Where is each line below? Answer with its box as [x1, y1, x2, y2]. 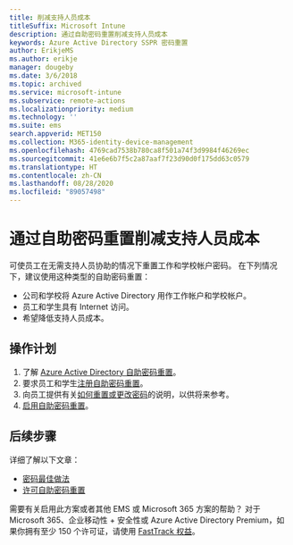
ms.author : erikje [9, 54, 78, 63]
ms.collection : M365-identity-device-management [9, 138, 194, 147]
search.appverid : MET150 [9, 130, 102, 138]
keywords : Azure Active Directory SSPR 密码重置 [9, 38, 188, 47]
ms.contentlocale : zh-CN [9, 171, 102, 180]
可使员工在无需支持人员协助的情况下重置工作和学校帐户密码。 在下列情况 [9, 260, 278, 271]
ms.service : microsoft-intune [9, 88, 122, 96]
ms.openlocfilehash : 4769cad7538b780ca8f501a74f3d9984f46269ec [9, 146, 250, 155]
